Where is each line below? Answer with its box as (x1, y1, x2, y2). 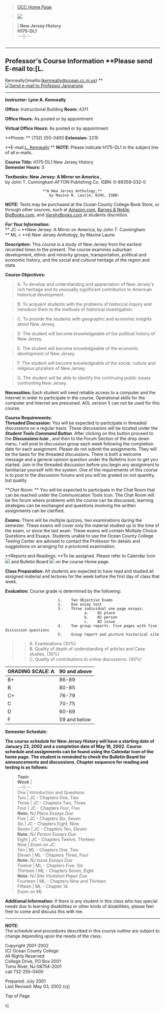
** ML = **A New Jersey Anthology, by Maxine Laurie (5, 232, 115, 238)
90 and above (59, 668, 92, 675)
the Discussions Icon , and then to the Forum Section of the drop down (5, 436, 150, 441)
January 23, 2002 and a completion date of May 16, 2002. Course (5, 743, 142, 749)
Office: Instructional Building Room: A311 (5, 107, 88, 112)
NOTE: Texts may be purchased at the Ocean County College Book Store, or (5, 201, 160, 208)
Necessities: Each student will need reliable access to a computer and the (5, 390, 156, 396)
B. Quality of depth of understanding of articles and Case (29, 646, 145, 652)
